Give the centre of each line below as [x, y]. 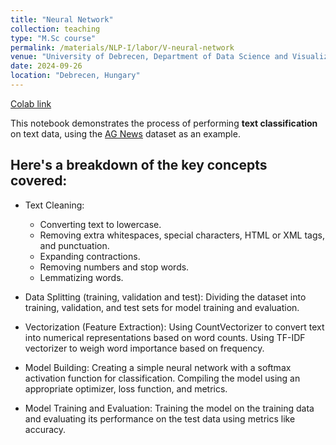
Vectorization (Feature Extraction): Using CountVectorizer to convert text [174, 327]
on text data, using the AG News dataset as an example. [125, 133]
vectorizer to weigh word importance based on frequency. [144, 348]
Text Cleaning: [54, 205]
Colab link [31, 103]
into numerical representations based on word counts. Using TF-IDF [165, 337]
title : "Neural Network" [62, 19]
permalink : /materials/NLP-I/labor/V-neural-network [122, 47]
